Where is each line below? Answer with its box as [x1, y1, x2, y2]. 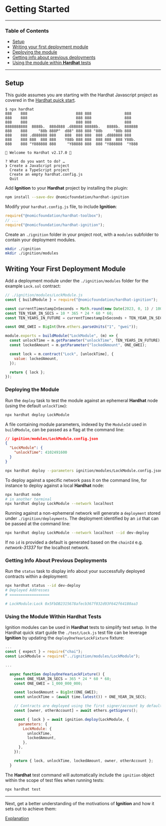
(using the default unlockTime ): [5, 403, 68, 409]
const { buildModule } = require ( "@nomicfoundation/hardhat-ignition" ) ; [5, 297, 158, 302]
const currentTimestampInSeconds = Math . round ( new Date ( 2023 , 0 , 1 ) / [5, 306, 154, 311]
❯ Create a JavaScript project [5, 163, 70, 168]
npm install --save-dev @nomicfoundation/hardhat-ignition [5, 195, 129, 200]
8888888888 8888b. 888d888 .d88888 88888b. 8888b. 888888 [5, 124, 138, 130]
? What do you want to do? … [5, 159, 65, 164]
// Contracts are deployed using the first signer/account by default [14, 703, 163, 708]
